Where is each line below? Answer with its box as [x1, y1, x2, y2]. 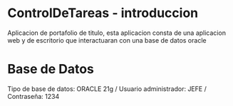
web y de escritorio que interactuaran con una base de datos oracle [7, 36, 207, 44]
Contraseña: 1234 [7, 92, 60, 100]
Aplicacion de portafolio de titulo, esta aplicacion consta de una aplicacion [7, 28, 227, 37]
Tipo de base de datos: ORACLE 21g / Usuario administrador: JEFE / [7, 84, 207, 93]
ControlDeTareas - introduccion [7, 5, 199, 21]
